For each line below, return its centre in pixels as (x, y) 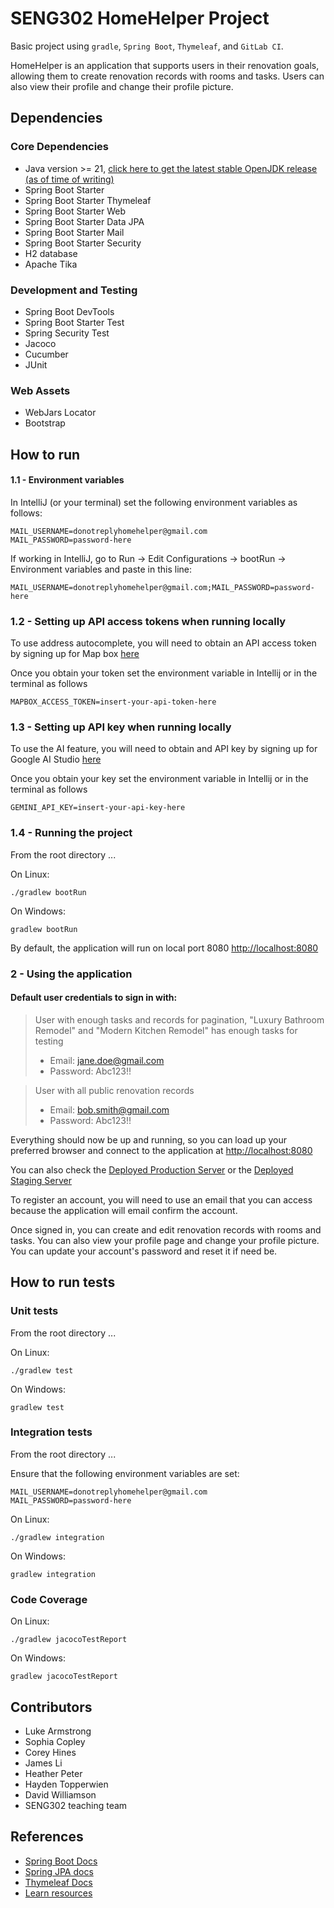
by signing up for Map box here (75, 654)
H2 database (51, 253)
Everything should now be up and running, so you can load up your (148, 1139)
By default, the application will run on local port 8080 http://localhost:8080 (164, 948)
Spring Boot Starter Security (83, 243)
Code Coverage (49, 1599)
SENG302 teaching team (76, 1805)
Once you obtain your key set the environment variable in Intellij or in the (159, 779)
